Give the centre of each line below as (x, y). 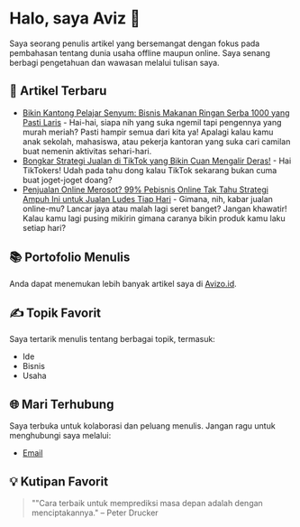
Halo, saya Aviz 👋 (75, 18)
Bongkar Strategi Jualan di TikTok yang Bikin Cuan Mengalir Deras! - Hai (157, 161)
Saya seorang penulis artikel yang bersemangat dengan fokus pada (135, 43)
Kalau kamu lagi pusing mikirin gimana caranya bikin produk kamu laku (154, 218)
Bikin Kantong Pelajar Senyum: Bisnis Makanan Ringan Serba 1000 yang (156, 113)
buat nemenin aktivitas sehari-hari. (87, 151)
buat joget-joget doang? (67, 180)
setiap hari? (44, 227)
